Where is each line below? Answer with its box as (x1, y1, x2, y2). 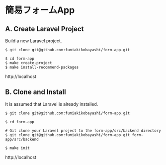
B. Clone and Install (5, 88, 66, 96)
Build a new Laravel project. (5, 38, 62, 44)
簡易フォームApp (5, 4, 75, 16)
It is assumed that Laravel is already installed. (5, 101, 98, 107)
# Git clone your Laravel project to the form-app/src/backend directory (5, 128, 162, 133)
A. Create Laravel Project (5, 24, 84, 33)
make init (9, 145, 30, 151)
